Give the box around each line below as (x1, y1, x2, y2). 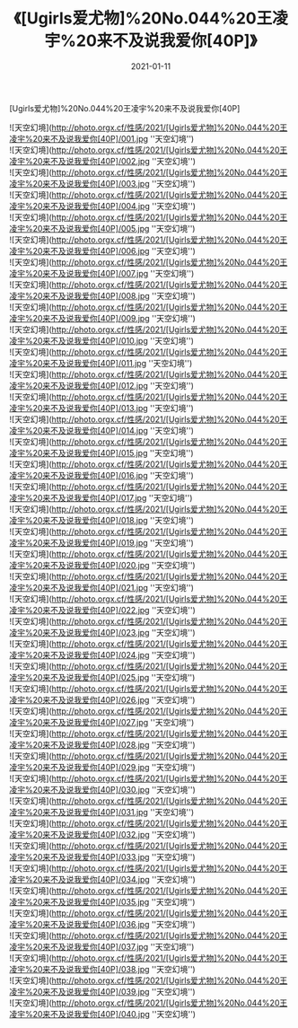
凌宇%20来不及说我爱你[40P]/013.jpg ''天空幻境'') (9, 402, 195, 413)
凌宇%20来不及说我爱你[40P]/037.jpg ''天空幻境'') (9, 941, 195, 952)
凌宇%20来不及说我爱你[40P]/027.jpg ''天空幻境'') (9, 716, 195, 727)
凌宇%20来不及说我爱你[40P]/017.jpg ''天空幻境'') (9, 492, 193, 503)
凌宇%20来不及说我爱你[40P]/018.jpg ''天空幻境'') (9, 514, 195, 525)
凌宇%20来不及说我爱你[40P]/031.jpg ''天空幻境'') (9, 806, 195, 817)
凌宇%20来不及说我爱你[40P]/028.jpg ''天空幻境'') (9, 739, 196, 750)
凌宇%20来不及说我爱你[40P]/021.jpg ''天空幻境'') (9, 582, 195, 593)
